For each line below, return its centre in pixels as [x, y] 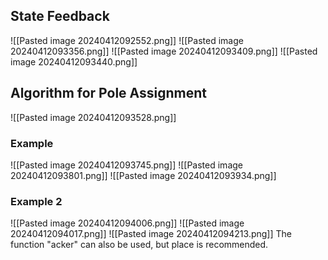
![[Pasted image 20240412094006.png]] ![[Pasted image [127, 223]
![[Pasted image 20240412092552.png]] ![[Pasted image [127, 40]
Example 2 [36, 201]
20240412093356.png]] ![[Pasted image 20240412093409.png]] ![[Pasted [164, 51]
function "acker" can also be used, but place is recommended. [139, 245]
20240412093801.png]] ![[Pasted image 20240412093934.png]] [143, 175]
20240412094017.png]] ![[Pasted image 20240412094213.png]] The [151, 234]
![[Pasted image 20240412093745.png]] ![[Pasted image [126, 165]
